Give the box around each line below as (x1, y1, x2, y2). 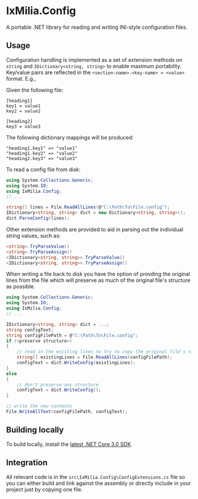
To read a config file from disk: (6, 166, 81, 173)
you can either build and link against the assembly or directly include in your (6, 480, 192, 487)
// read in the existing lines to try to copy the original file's (16, 349, 186, 355)
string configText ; (6, 327, 54, 333)
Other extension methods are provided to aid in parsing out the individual (6, 225, 184, 233)
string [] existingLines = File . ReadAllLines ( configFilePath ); (16, 354, 173, 360)
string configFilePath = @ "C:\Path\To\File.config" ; (6, 332, 138, 338)
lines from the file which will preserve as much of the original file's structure (6, 277, 190, 284)
